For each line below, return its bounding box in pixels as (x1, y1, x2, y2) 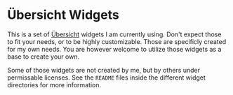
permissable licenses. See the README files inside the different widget (7, 73, 206, 82)
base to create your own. (7, 52, 79, 61)
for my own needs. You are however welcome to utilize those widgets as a (7, 45, 222, 53)
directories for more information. (7, 80, 102, 89)
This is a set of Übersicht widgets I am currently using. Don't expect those (7, 30, 222, 38)
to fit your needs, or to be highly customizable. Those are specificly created (7, 37, 227, 45)
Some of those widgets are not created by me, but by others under (7, 66, 200, 74)
